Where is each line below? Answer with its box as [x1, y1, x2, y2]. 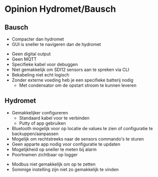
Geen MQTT [11, 56, 37, 62]
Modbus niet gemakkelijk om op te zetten [11, 161, 95, 167]
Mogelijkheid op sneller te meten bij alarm [11, 146, 97, 152]
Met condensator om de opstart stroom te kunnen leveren [19, 82, 136, 88]
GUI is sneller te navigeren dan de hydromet [11, 41, 101, 47]
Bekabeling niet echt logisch [11, 72, 69, 77]
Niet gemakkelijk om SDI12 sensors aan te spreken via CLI [11, 67, 129, 72]
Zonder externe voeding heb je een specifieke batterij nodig [11, 77, 134, 83]
